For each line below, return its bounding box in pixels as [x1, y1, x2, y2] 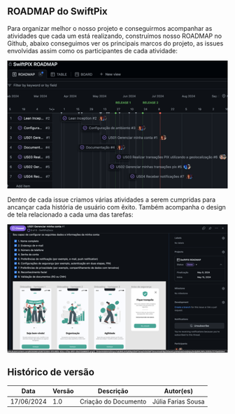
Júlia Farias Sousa [152, 397, 205, 406]
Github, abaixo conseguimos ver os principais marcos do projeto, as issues [7, 39, 224, 48]
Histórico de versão [7, 366, 94, 378]
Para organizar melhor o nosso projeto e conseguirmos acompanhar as [7, 24, 213, 32]
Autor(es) [164, 387, 194, 395]
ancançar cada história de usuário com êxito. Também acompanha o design [7, 202, 226, 211]
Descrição [97, 387, 129, 395]
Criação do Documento [79, 397, 147, 406]
